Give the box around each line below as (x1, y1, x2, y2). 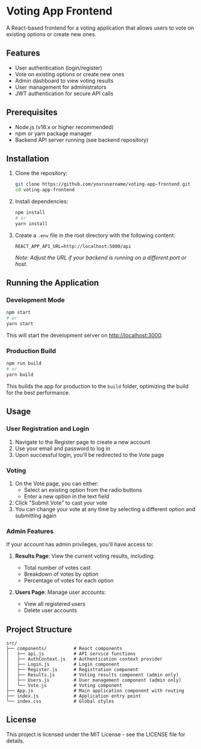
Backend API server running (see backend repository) (14, 136, 149, 143)
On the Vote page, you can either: (14, 480, 99, 487)
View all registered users (23, 601, 85, 608)
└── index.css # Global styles (6, 698, 114, 704)
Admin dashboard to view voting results (14, 77, 114, 84)
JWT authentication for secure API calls (14, 89, 114, 97)
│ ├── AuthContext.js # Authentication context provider (6, 656, 163, 662)
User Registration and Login (6, 424, 90, 433)
